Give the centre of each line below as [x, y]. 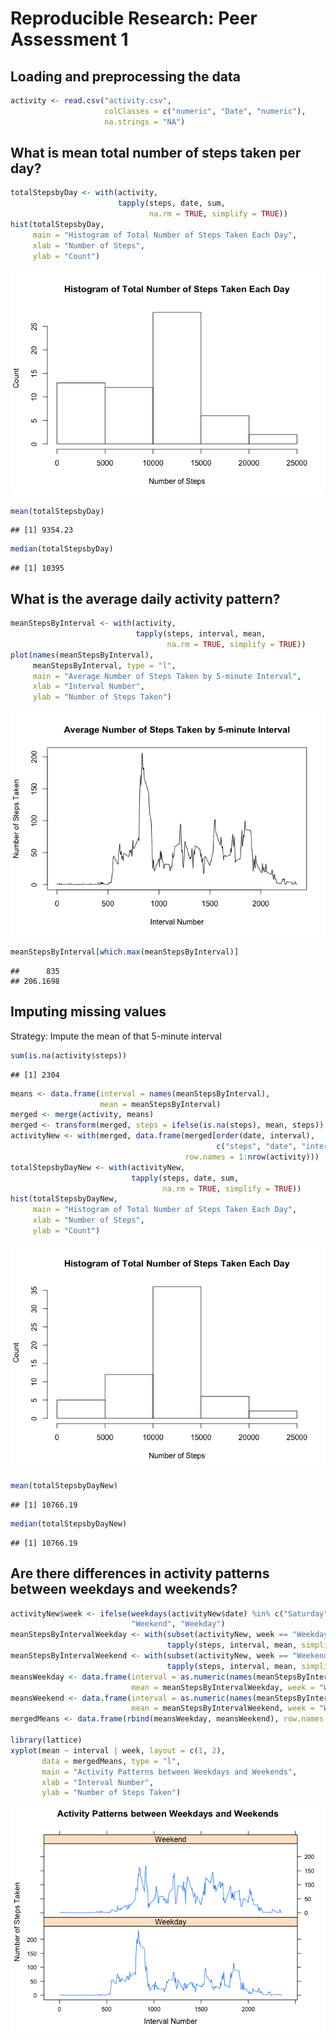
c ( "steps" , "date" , [257, 1147]
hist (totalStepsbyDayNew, [64, 1199]
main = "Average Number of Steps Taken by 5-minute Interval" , [167, 676]
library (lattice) [46, 1740]
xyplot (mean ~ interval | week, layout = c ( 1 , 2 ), [118, 1750]
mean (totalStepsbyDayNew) [64, 1485]
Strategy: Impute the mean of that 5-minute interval [116, 1036]
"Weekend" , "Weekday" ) [178, 1624]
